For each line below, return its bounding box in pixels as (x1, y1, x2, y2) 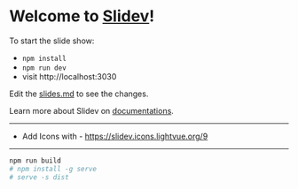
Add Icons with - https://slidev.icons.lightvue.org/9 (21, 131, 208, 141)
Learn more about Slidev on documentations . (9, 105, 175, 116)
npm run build (9, 156, 62, 165)
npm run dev (21, 64, 67, 72)
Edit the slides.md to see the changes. (9, 88, 149, 99)
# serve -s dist (9, 172, 69, 182)
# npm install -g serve (9, 164, 98, 173)
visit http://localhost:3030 (21, 71, 117, 81)
